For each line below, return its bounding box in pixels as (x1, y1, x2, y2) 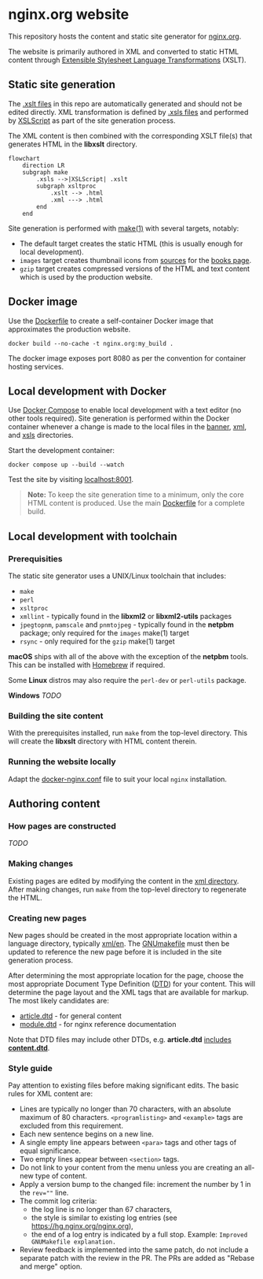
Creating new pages (8, 912, 87, 923)
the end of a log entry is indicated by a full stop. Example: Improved (31, 1230, 248, 1240)
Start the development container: (8, 446, 115, 455)
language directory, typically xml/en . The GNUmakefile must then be (8, 939, 230, 948)
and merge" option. (19, 1262, 82, 1271)
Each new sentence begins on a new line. (19, 1129, 155, 1139)
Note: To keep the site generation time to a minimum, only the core (27, 490, 245, 499)
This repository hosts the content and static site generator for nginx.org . (8, 32, 242, 41)
